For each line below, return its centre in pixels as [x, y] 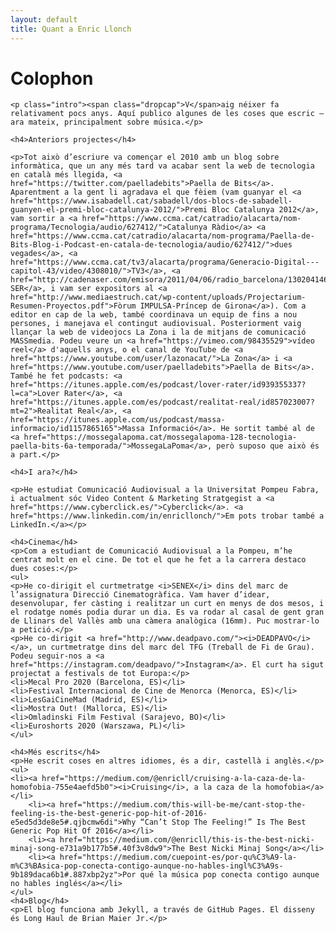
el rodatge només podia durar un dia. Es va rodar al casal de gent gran [167, 612]
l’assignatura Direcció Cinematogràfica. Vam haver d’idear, [140, 595]
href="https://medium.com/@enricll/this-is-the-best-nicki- [187, 840]
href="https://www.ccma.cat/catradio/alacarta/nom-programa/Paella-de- [162, 236]
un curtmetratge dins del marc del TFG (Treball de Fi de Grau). [175, 647]
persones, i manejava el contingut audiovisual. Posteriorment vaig [156, 324]
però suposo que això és [268, 446]
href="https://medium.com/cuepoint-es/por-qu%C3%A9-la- [178, 857]
